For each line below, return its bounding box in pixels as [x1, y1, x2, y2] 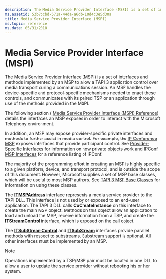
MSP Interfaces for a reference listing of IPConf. [5, 151, 103, 157]
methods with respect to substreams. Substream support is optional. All [5, 233, 151, 239]
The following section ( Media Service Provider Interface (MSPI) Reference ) [5, 110, 159, 116]
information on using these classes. [5, 182, 78, 188]
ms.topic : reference [5, 21, 48, 26]
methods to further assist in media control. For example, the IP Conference [5, 136, 157, 141]
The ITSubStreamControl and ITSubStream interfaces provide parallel [5, 228, 150, 234]
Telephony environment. [5, 121, 55, 127]
